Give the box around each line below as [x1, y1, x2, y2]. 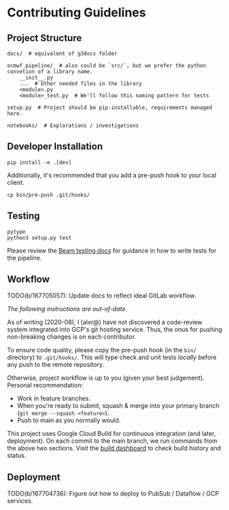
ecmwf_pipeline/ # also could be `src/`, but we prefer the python [7, 62, 206, 69]
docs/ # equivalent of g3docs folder [7, 50, 118, 57]
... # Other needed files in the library [19, 80, 142, 87]
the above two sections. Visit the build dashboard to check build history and [7, 444, 221, 452]
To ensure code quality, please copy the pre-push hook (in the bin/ [7, 346, 197, 354]
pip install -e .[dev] [7, 159, 72, 166]
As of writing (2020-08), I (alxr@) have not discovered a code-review [7, 318, 203, 326]
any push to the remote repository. [7, 361, 105, 369]
